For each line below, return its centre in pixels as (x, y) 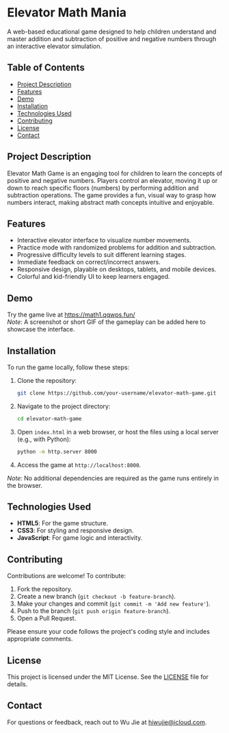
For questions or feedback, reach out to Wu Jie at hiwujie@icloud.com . (107, 722)
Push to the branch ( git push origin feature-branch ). (94, 611)
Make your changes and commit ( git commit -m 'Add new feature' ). (113, 604)
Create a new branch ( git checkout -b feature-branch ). (96, 597)
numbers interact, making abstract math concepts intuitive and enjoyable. (111, 202)
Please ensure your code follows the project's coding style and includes (109, 632)
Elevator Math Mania (67, 13)
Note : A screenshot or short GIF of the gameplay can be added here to (107, 322)
